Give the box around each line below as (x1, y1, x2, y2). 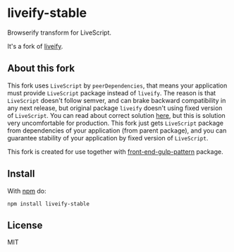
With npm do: (7, 186, 47, 195)
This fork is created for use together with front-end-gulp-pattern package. (7, 147, 223, 156)
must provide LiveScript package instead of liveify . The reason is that (7, 88, 216, 97)
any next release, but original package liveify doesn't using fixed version (7, 104, 223, 112)
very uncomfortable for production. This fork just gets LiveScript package (7, 119, 224, 127)
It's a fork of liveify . (7, 42, 63, 50)
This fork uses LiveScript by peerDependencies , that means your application (7, 81, 228, 90)
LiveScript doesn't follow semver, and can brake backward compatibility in (7, 96, 226, 104)
